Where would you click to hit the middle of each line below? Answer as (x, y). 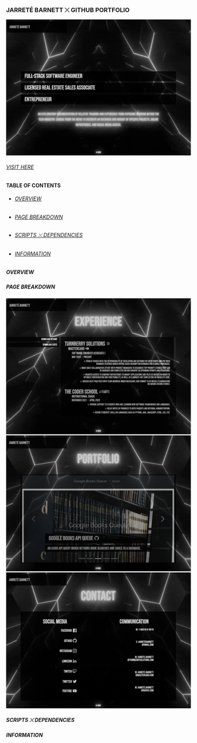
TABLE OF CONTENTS (33, 185)
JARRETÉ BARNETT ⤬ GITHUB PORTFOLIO (68, 10)
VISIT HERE (20, 167)
